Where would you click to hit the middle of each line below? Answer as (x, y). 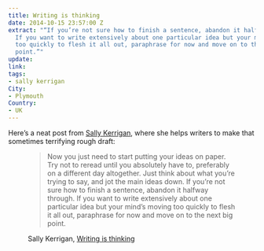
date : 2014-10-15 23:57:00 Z (56, 23)
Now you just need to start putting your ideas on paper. (136, 157)
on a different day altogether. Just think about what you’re (141, 173)
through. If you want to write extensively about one (129, 198)
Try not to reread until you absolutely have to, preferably (138, 165)
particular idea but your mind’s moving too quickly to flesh (141, 207)
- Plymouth (26, 96)
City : (17, 89)
